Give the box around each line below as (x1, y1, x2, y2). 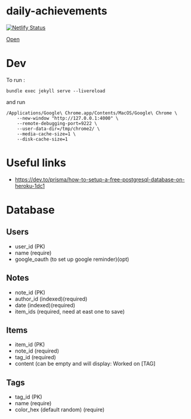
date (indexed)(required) (14, 301, 76, 309)
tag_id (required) (14, 354, 57, 361)
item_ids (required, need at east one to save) (14, 308, 125, 315)
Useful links (6, 156, 67, 170)
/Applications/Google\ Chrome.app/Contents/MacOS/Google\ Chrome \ (6, 110, 178, 116)
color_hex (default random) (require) (14, 406, 105, 414)
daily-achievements (6, 4, 107, 18)
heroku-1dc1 (14, 182, 45, 189)
